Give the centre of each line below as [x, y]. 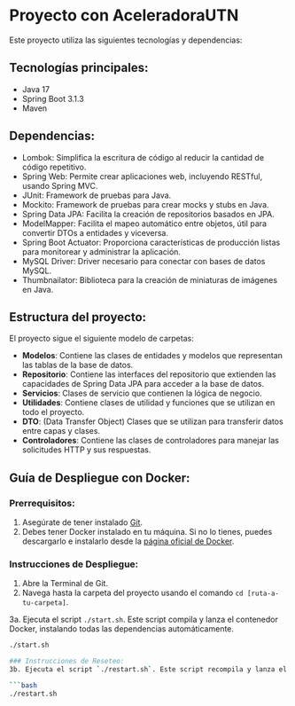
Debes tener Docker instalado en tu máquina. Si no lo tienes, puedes [147, 532]
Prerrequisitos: [42, 503]
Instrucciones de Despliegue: [74, 564]
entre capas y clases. [61, 431]
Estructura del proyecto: [78, 317]
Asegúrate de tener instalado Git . [82, 522]
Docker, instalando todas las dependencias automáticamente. [122, 629]
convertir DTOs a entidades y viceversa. [95, 232]
